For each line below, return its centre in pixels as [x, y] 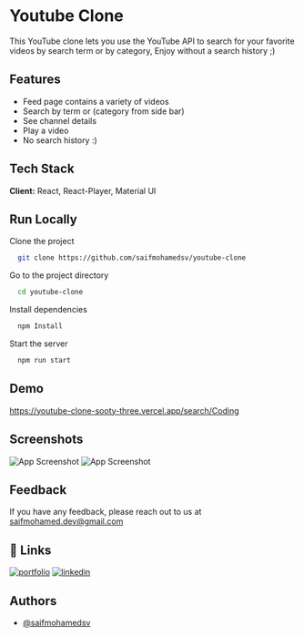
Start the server [39, 344]
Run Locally [43, 219]
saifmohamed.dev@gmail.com [66, 521]
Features [35, 80]
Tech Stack [42, 169]
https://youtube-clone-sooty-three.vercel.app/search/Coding [124, 410]
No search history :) [60, 140]
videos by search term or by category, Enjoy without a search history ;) [142, 50]
